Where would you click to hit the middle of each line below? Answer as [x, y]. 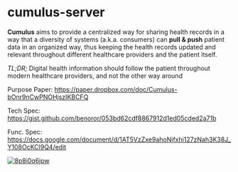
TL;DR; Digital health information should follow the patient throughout [109, 68]
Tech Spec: [24, 110]
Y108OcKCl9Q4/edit [37, 147]
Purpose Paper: [30, 89]
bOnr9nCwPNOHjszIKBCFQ [48, 97]
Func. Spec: [25, 132]
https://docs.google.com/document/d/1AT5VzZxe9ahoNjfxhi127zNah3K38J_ [119, 139]
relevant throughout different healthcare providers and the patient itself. [112, 55]
